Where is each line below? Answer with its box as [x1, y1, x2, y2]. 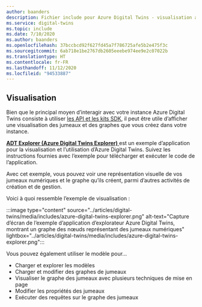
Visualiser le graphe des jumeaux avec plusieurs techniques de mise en [14, 274, 192, 282]
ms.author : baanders [6, 37, 58, 43]
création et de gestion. [6, 183, 62, 190]
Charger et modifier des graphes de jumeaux [14, 268, 127, 276]
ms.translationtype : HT [6, 54, 66, 60]
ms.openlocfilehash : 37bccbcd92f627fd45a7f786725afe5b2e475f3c [6, 43, 168, 49]
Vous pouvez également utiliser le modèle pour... [6, 250, 127, 258]
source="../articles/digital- [67, 206, 132, 214]
